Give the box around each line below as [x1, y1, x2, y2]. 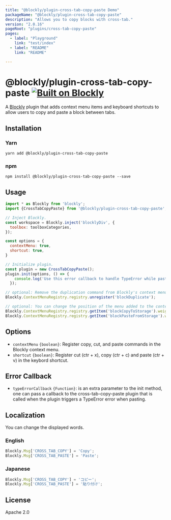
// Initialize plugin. [5, 262, 53, 267]
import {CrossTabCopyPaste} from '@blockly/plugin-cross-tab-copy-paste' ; [5, 206, 167, 211]
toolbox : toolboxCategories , [10, 225, 72, 230]
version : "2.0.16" [5, 21, 44, 27]
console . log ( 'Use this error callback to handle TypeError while [14, 276, 156, 281]
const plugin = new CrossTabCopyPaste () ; [5, 266, 95, 272]
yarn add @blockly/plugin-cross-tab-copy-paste [5, 151, 108, 156]
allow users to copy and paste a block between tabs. [5, 109, 116, 115]
